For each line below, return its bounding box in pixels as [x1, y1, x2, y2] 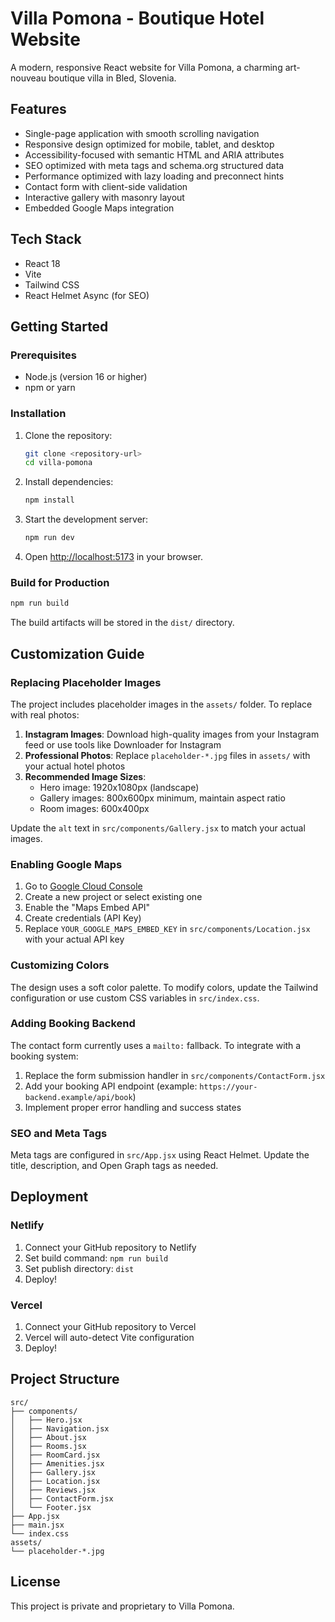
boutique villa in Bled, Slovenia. [48, 72, 177, 84]
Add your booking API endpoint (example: [24, 1080, 198, 1092]
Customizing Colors [10, 958, 110, 972]
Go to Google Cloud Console [24, 880, 143, 892]
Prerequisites [10, 348, 77, 362]
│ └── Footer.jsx [10, 1502, 92, 1512]
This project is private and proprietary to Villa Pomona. [10, 1600, 235, 1612]
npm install [24, 495, 75, 506]
